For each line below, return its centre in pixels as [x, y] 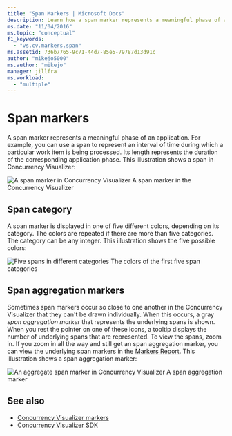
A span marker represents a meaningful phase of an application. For [104, 138]
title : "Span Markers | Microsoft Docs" [66, 13]
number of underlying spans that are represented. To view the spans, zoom [115, 337]
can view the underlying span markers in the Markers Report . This [101, 351]
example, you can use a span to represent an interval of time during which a [115, 145]
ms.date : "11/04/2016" [40, 26]
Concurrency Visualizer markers [63, 417]
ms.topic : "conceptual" [41, 33]
